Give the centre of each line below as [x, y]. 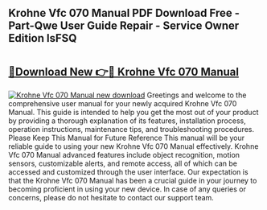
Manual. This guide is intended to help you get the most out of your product [133, 112]
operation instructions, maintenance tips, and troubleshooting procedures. [131, 129]
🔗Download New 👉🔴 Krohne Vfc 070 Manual [124, 72]
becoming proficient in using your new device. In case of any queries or [127, 189]
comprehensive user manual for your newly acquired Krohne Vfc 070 [123, 103]
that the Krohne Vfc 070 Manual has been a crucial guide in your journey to [133, 181]
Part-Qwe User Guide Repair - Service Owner [124, 26]
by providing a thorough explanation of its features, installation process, [127, 121]
